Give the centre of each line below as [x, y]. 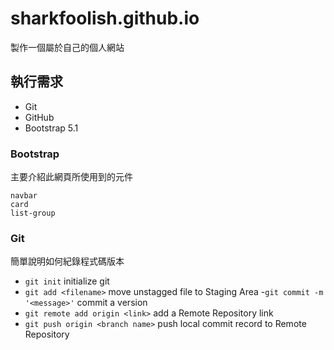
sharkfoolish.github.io [105, 18]
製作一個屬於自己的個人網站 [67, 47]
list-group [33, 213]
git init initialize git [67, 281]
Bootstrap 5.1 [51, 128]
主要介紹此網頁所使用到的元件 [71, 177]
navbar [24, 196]
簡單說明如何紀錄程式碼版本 [67, 261]
